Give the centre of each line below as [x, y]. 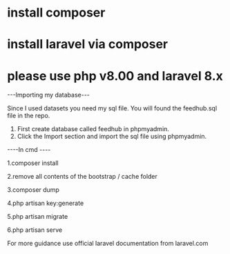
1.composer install [33, 163]
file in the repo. [29, 116]
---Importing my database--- [48, 95]
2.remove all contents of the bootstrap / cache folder [82, 177]
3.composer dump [33, 190]
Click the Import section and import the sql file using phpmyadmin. [112, 137]
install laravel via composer [88, 45]
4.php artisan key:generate [46, 203]
